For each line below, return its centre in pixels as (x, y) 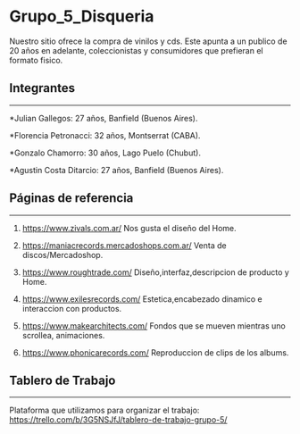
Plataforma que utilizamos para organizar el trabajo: (104, 410)
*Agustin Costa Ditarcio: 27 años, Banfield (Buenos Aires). (117, 170)
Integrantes (42, 88)
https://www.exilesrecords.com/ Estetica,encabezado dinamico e (142, 299)
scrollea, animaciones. (63, 335)
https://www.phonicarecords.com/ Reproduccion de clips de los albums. (155, 352)
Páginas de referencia (71, 198)
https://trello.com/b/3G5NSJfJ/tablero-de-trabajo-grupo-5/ (118, 420)
